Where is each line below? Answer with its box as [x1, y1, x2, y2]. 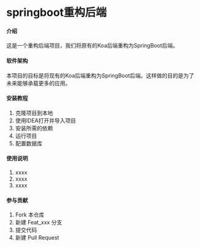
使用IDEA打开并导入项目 [15, 116, 76, 124]
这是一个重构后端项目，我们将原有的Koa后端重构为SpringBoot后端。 [6, 42, 179, 49]
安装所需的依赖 [15, 124, 53, 132]
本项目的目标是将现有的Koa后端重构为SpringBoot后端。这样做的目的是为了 [6, 71, 194, 79]
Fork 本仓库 [15, 211, 45, 218]
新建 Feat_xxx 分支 [15, 219, 62, 226]
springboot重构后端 [6, 5, 107, 20]
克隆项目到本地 [15, 109, 53, 116]
